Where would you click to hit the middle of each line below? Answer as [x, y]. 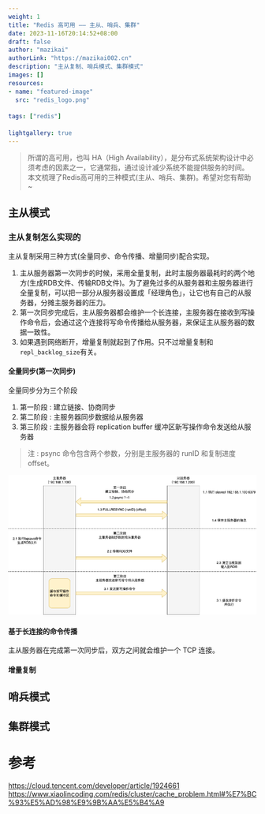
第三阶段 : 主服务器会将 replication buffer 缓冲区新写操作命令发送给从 [132, 427]
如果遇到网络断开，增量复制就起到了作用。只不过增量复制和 [116, 342]
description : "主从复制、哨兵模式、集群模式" [76, 67]
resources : [26, 83]
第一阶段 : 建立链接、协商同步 [67, 407]
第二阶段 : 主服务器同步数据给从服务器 [81, 416]
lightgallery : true [40, 133]
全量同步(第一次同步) [42, 372]
